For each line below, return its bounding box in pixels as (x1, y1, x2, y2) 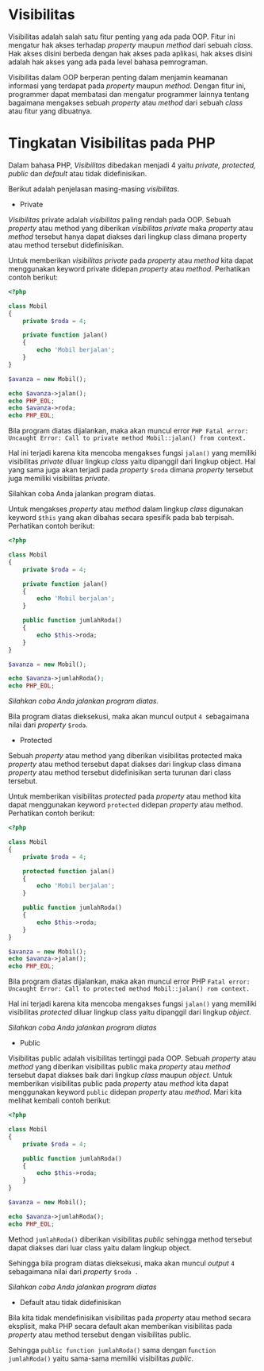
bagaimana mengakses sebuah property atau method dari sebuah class (8, 98, 243, 107)
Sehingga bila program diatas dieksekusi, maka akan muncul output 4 (8, 1258, 235, 1268)
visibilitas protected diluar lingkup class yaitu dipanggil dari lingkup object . (8, 1007, 251, 1017)
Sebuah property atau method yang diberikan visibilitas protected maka (8, 751, 243, 761)
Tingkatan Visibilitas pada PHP (8, 134, 216, 152)
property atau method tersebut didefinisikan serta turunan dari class (8, 768, 231, 777)
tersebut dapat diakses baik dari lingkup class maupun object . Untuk (8, 1070, 232, 1080)
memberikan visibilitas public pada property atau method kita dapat (8, 1079, 229, 1088)
